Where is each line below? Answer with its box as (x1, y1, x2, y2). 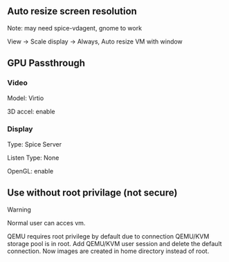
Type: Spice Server (7, 140, 62, 148)
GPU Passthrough (7, 57, 85, 69)
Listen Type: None (7, 153, 59, 162)
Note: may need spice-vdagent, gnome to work (7, 24, 143, 32)
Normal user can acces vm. (7, 218, 86, 227)
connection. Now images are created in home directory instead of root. (7, 247, 210, 255)
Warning (7, 205, 31, 214)
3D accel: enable (7, 107, 55, 115)
